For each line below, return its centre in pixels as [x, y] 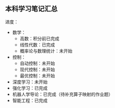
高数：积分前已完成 [40, 38]
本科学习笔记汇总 [31, 9]
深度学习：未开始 [30, 82]
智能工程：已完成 [30, 100]
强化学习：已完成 [30, 88]
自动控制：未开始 [37, 63]
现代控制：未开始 [37, 69]
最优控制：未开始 [37, 75]
